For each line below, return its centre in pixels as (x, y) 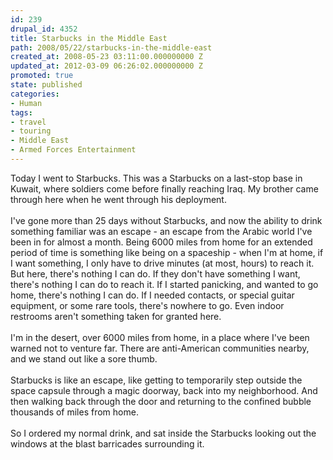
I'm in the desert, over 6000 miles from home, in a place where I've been (160, 337)
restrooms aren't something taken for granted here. (116, 316)
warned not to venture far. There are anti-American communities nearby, (160, 348)
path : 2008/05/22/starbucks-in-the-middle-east (111, 47)
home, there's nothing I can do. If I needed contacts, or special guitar (152, 295)
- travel (28, 122)
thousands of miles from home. (74, 412)
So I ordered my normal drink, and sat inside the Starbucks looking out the (163, 433)
